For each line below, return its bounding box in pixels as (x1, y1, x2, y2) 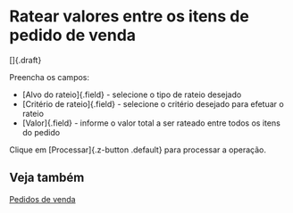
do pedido (21, 127, 61, 137)
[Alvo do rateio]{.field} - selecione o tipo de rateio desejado (21, 89, 242, 100)
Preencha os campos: (9, 71, 90, 82)
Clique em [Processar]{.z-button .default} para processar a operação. (9, 144, 266, 155)
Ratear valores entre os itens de (9, 6, 250, 27)
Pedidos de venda (9, 193, 76, 204)
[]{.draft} (9, 54, 42, 65)
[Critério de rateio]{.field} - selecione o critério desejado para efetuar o (21, 98, 284, 109)
